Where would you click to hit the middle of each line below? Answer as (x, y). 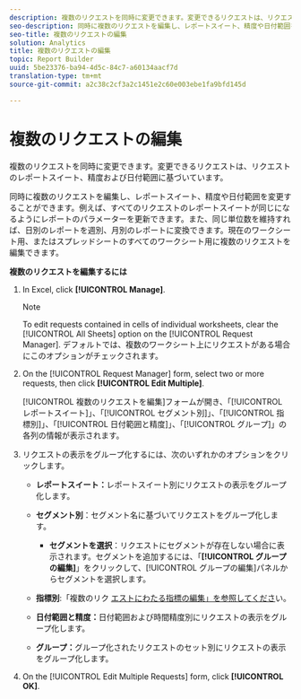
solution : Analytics (48, 43)
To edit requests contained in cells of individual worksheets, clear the (150, 324)
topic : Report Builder (52, 59)
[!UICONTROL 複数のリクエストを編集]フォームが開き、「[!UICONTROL (152, 401)
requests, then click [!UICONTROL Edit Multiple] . (113, 383)
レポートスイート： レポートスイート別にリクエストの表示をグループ (161, 485)
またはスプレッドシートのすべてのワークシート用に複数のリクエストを (162, 241)
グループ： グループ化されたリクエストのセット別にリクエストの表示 (161, 647)
